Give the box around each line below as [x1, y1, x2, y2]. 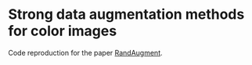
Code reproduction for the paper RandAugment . [8, 48, 163, 57]
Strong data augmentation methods [8, 5, 245, 23]
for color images [8, 22, 117, 40]
